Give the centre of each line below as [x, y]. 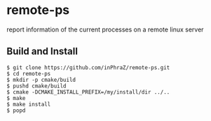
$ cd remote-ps [29, 73]
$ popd [16, 111]
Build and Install [42, 51]
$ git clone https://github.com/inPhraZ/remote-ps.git [88, 67]
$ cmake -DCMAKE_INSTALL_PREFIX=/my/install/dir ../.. [88, 92]
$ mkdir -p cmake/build [41, 80]
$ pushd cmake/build [37, 86]
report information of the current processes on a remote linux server [105, 29]
